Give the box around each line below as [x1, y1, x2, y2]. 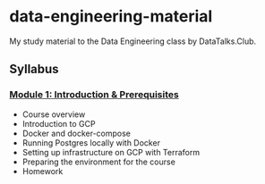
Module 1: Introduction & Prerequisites [9, 88, 179, 101]
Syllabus [9, 62, 60, 77]
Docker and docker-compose [21, 128, 132, 138]
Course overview [21, 109, 86, 120]
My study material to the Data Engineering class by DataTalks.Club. [9, 36, 257, 46]
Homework [21, 165, 64, 176]
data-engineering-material [9, 6, 213, 27]
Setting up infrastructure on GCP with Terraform [21, 146, 201, 157]
